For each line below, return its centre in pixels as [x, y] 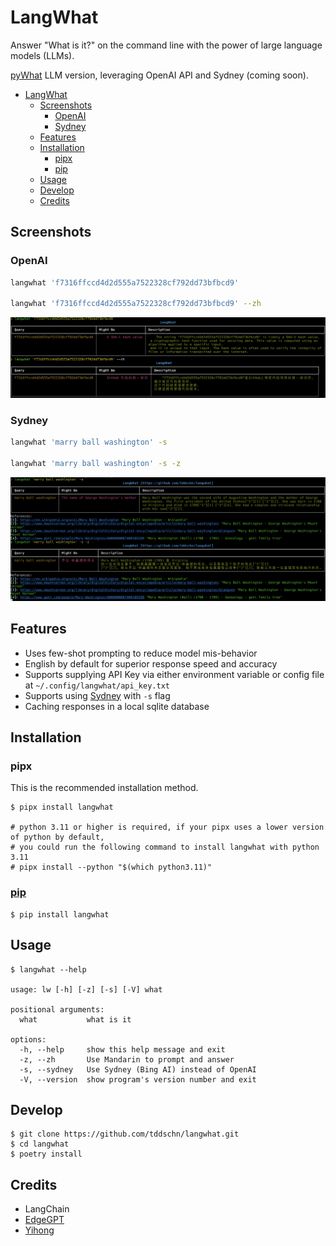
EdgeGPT [44, 1220]
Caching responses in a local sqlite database [117, 706]
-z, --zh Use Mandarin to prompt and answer [127, 1059]
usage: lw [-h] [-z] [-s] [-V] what [86, 989]
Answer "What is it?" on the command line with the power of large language [166, 45]
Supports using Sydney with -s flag [97, 695]
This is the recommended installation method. [104, 788]
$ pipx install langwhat [62, 807]
